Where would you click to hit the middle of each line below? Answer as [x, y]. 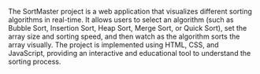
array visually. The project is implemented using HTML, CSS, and [113, 45]
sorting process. [35, 61]
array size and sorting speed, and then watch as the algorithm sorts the [124, 36]
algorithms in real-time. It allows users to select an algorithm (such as [121, 20]
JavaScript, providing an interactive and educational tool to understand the [130, 53]
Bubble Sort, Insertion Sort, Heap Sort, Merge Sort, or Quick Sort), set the [128, 28]
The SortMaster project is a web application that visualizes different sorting [130, 11]
